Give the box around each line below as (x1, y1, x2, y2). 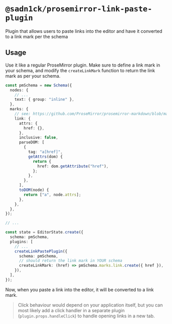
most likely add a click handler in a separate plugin (17, 307, 125, 313)
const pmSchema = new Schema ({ (5, 82, 72, 88)
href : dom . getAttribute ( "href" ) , (37, 163, 109, 169)
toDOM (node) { (18, 187, 50, 192)
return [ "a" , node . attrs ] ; (24, 192, 81, 197)
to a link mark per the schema (5, 33, 68, 39)
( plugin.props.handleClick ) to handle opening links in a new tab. (17, 313, 155, 319)
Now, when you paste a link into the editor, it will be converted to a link (5, 286, 154, 293)
